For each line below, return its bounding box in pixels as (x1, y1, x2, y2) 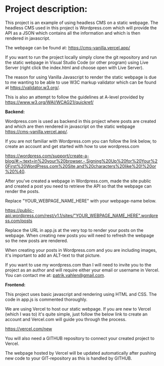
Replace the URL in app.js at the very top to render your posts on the (5, 227, 143, 233)
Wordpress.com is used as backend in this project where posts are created (5, 118, 157, 124)
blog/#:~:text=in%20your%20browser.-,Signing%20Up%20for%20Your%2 (5, 158, 158, 164)
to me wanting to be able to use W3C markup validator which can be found (5, 79, 157, 85)
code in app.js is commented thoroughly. (5, 296, 88, 302)
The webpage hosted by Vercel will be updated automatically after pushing (5, 350, 157, 356)
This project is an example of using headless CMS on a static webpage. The (5, 20, 158, 25)
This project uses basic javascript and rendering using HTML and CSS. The (5, 291, 157, 297)
